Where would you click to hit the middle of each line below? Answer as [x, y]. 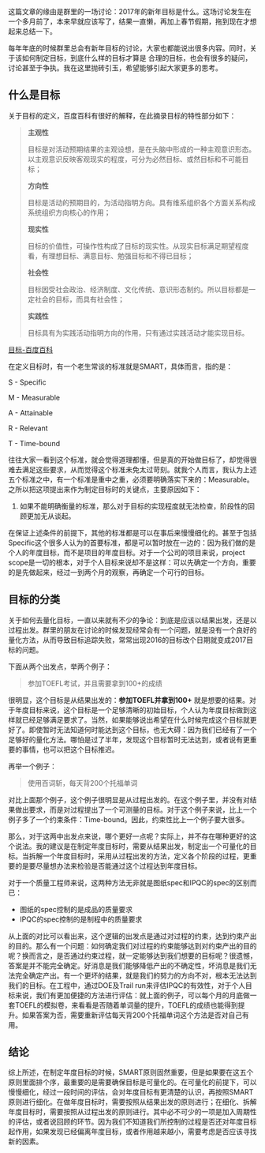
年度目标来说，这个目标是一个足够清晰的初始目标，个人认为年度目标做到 [132, 710]
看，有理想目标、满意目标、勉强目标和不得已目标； [110, 256]
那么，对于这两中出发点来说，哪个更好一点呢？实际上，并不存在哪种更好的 [129, 836]
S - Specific [27, 382]
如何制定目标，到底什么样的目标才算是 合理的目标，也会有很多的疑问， [137, 58]
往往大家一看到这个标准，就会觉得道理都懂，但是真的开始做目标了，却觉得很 [132, 460]
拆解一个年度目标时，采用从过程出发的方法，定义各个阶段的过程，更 [139, 856]
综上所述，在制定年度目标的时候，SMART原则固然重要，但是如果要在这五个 [131, 1072]
